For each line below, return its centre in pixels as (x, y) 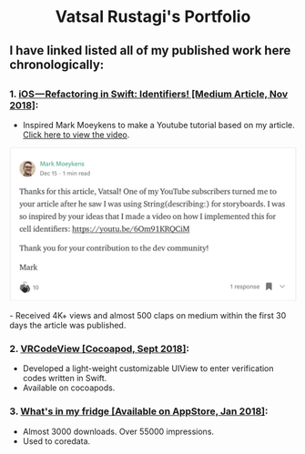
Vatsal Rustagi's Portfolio (153, 17)
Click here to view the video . (76, 135)
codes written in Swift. (65, 378)
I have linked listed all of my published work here (150, 50)
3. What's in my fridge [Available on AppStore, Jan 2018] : (139, 411)
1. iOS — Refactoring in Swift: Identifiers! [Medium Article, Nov (149, 94)
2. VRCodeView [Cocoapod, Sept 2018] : (99, 348)
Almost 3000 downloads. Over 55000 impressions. (118, 431)
